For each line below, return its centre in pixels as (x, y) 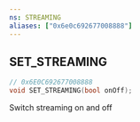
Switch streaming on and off (61, 108)
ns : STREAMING (35, 17)
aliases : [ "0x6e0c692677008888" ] (71, 26)
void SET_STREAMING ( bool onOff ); (71, 91)
